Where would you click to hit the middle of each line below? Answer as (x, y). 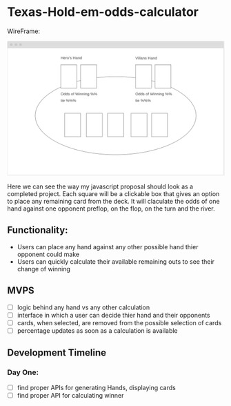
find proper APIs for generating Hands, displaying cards (96, 387)
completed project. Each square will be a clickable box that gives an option (113, 193)
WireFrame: (23, 31)
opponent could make (48, 254)
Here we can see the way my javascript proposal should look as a (100, 186)
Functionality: (38, 230)
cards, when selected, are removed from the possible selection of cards (119, 322)
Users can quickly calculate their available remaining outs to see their (116, 261)
